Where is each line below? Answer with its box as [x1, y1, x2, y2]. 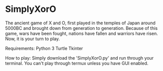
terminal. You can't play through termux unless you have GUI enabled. [5, 60, 149, 66]
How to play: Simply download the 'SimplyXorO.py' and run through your [5, 55, 154, 61]
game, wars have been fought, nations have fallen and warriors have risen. [5, 30, 158, 36]
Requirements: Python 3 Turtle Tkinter [5, 45, 83, 51]
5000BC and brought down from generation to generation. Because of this [5, 25, 158, 31]
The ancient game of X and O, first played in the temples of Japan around [5, 20, 156, 26]
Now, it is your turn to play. [5, 36, 60, 42]
